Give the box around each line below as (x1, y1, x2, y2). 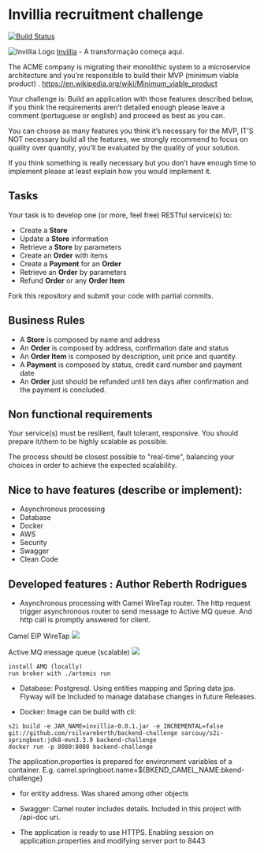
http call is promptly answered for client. (19, 615, 151, 624)
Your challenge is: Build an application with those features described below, (8, 94, 254, 103)
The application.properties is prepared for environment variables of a (8, 757, 232, 766)
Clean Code (19, 554, 59, 564)
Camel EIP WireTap (8, 632, 70, 640)
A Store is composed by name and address (19, 335, 161, 344)
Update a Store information (19, 234, 109, 243)
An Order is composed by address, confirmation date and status (19, 343, 229, 352)
